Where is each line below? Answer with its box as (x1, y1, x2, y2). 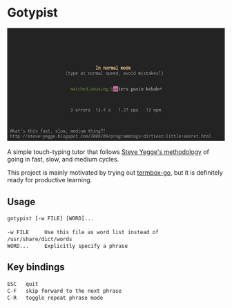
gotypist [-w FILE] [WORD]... (7, 215, 95, 222)
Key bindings (7, 261, 66, 273)
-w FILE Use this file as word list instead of (7, 229, 159, 236)
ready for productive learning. (7, 176, 93, 184)
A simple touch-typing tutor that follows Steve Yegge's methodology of (7, 148, 209, 156)
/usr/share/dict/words (7, 236, 72, 243)
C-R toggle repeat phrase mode (7, 294, 104, 301)
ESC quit (7, 280, 39, 287)
